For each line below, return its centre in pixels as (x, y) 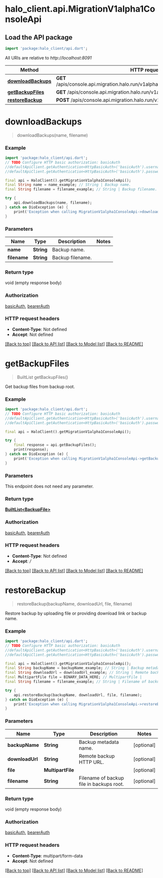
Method (29, 70)
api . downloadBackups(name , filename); (53, 203)
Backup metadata (99, 742)
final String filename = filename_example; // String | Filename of (76, 682)
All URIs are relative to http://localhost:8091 (49, 58)
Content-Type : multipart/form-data (48, 856)
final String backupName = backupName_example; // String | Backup (75, 668)
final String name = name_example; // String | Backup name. (68, 185)
